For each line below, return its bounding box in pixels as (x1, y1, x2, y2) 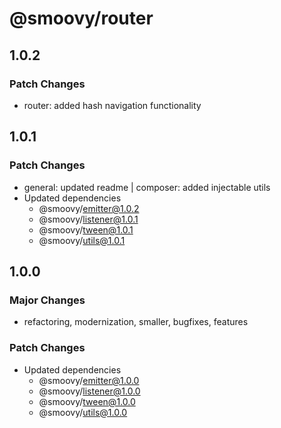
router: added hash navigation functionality (23, 99, 202, 111)
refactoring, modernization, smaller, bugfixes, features (23, 316, 249, 328)
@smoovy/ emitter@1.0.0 (38, 374, 140, 386)
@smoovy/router (9, 7, 154, 30)
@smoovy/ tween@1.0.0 (38, 395, 136, 407)
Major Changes (9, 293, 86, 307)
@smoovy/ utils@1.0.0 (38, 406, 128, 418)
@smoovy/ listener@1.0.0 (38, 385, 141, 397)
